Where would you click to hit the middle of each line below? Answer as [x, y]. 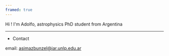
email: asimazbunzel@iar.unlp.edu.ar [43, 48]
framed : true [19, 10]
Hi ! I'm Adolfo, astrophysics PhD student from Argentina [64, 24]
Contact [21, 38]
